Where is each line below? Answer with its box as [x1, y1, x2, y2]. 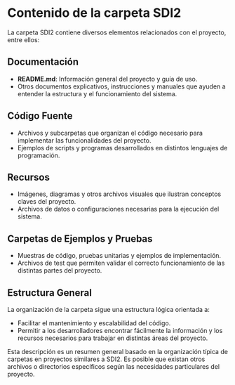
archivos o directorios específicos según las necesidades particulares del [7, 363, 220, 370]
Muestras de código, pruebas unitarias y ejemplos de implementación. [17, 252, 222, 260]
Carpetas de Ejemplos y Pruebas [7, 233, 153, 244]
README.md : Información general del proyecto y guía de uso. [17, 74, 198, 83]
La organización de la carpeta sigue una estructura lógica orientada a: [7, 306, 210, 313]
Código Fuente [7, 110, 73, 122]
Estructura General [7, 287, 93, 299]
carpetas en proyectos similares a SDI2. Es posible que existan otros [7, 355, 206, 363]
